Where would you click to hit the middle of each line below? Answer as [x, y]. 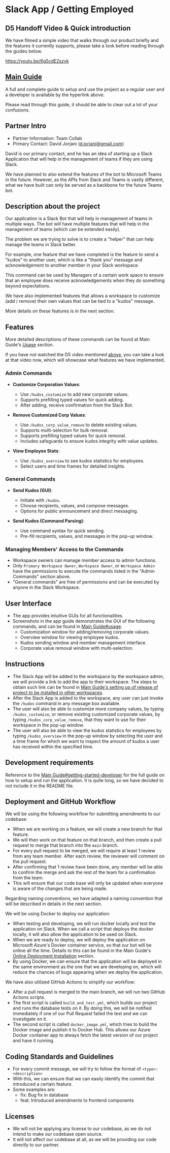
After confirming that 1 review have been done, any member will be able [88, 867]
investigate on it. [30, 1019]
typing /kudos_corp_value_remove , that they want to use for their [79, 719]
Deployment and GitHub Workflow [60, 802]
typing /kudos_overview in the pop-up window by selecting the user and [88, 736]
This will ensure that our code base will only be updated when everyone [88, 883]
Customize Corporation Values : [46, 384]
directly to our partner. [36, 1145]
